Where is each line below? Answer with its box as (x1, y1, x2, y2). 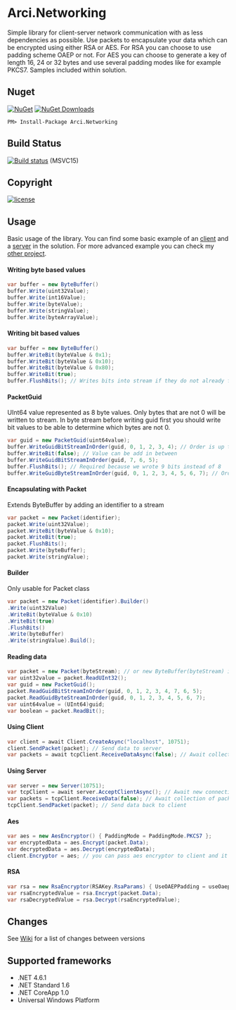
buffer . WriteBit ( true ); (7, 371, 77, 378)
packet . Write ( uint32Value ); (7, 520, 90, 528)
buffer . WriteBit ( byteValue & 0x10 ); (7, 358, 114, 365)
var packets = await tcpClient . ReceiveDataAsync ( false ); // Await (7, 752, 206, 759)
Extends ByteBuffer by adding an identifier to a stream (7, 500, 164, 509)
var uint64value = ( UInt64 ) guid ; (7, 701, 105, 708)
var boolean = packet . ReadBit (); (7, 707, 105, 714)
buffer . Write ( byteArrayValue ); (7, 313, 99, 321)
